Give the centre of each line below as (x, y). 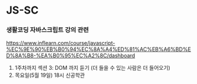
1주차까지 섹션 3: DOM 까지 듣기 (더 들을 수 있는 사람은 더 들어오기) (93, 68)
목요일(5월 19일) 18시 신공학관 (50, 75)
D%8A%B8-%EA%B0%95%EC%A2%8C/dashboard (71, 56)
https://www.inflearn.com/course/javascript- (61, 43)
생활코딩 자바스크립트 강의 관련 (47, 30)
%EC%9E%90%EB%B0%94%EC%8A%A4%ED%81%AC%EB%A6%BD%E (99, 49)
